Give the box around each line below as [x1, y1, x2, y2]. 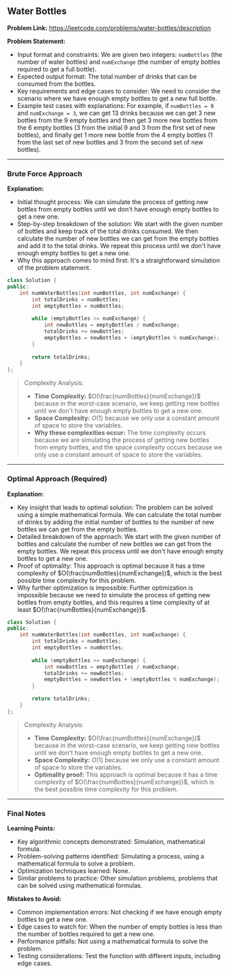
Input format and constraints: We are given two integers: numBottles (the [16, 50, 223, 58]
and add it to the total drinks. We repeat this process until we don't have [16, 242, 221, 250]
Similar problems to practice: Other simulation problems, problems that [16, 874, 218, 882]
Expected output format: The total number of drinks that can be [16, 72, 197, 80]
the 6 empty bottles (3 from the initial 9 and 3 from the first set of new [16, 123, 216, 131]
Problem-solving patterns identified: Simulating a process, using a [16, 852, 205, 860]
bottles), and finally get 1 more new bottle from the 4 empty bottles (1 [16, 131, 213, 139]
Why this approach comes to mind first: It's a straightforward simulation [16, 256, 220, 265]
